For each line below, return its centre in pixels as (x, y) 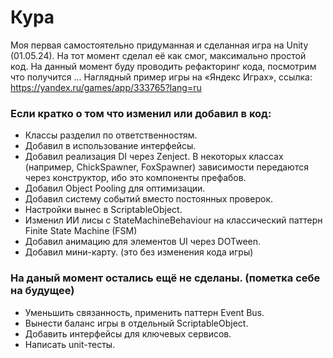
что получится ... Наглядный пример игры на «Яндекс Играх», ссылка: (161, 77)
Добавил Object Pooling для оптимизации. (115, 188)
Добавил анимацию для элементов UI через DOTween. (143, 242)
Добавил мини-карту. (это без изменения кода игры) (139, 252)
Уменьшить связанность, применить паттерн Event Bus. (144, 312)
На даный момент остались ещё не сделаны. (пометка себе (165, 278)
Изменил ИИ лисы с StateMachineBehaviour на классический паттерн (173, 220)
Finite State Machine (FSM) (81, 231)
